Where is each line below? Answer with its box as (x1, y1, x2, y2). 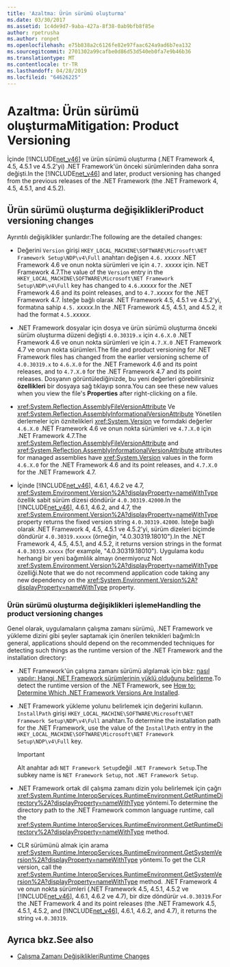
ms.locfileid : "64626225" (7, 73, 81, 81)
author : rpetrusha (7, 29, 60, 36)
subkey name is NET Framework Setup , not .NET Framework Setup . (16, 771, 199, 779)
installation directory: (7, 654, 67, 662)
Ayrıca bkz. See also (7, 933, 94, 946)
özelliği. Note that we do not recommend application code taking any (16, 569, 210, 577)
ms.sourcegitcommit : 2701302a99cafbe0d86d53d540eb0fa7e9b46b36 (7, 49, 192, 56)
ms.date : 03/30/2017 (7, 16, 66, 23)
